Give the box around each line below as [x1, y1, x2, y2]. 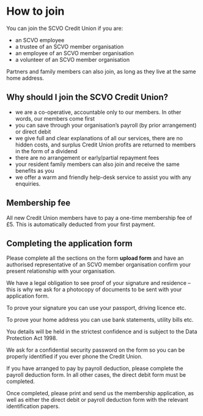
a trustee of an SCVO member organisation [15, 43, 124, 50]
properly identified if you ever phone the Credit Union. [6, 353, 142, 360]
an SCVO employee [15, 36, 65, 43]
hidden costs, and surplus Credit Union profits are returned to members [15, 141, 196, 148]
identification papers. [6, 403, 60, 410]
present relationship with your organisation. [6, 268, 116, 275]
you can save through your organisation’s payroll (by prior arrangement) [15, 121, 197, 129]
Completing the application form [6, 238, 133, 249]
